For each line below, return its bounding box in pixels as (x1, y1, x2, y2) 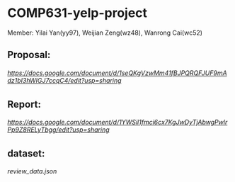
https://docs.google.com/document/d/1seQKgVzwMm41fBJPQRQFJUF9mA (7, 69, 228, 77)
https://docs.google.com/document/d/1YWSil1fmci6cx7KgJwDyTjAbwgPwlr (7, 118, 228, 127)
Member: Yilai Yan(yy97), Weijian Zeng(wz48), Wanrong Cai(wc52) (7, 28, 203, 37)
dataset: (7, 147, 45, 159)
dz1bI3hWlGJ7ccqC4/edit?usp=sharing (7, 76, 122, 84)
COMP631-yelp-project (7, 5, 147, 21)
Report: (7, 98, 41, 110)
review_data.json (7, 167, 57, 176)
